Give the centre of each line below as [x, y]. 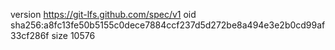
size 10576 [73, 35]
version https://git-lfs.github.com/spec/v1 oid [103, 14]
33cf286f [30, 35]
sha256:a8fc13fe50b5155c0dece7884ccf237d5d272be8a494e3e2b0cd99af [168, 25]
